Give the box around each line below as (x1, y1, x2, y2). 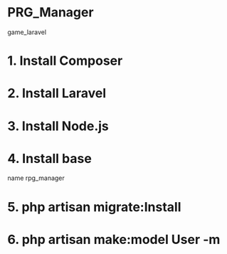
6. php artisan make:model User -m (7, 231, 221, 248)
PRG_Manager (7, 4, 94, 21)
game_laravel (7, 28, 47, 36)
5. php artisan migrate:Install (7, 199, 181, 215)
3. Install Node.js (7, 118, 109, 134)
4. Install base (7, 150, 93, 166)
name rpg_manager (7, 174, 65, 182)
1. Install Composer (7, 53, 123, 69)
